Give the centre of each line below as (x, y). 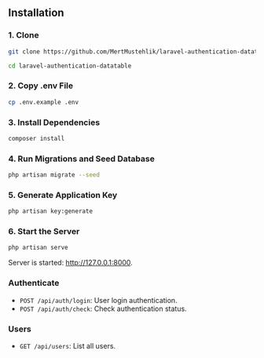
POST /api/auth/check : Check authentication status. (103, 309)
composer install (37, 138)
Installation (36, 13)
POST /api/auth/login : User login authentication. (99, 300)
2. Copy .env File (41, 86)
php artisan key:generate (50, 211)
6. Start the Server (44, 232)
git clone (24, 51)
